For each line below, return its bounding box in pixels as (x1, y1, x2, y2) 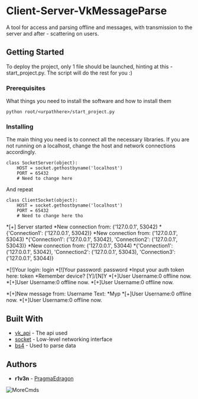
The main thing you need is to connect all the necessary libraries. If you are (6, 136, 190, 143)
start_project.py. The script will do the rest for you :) (6, 69, 133, 76)
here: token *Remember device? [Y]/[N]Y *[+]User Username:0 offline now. (6, 272, 192, 279)
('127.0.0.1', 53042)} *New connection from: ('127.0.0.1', (44, 230, 178, 237)
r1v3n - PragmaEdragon (14, 375, 74, 382)
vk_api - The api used (14, 330, 68, 337)
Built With (6, 314, 43, 324)
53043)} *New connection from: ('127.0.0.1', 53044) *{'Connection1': (6, 242, 173, 249)
